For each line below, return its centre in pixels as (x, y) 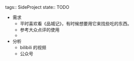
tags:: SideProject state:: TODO (37, 7)
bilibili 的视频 (33, 47)
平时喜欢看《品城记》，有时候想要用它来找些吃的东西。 (76, 24)
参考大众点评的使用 (40, 30)
